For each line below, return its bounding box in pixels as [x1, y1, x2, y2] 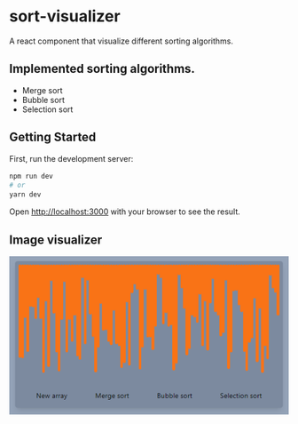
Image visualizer [9, 232, 103, 247]
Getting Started [9, 130, 97, 145]
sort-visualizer [9, 6, 122, 27]
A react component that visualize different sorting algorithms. [9, 36, 233, 46]
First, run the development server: [9, 153, 134, 164]
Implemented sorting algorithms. [9, 61, 195, 76]
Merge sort [21, 84, 64, 95]
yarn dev [9, 190, 42, 199]
